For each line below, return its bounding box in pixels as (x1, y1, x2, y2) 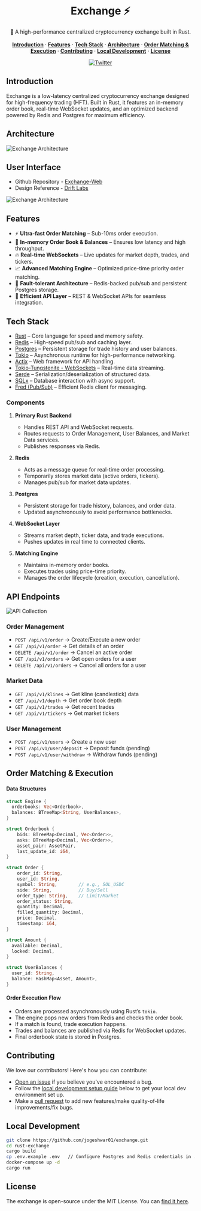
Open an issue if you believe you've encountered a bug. (14, 1078, 153, 1085)
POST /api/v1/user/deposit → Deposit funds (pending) (14, 745, 151, 751)
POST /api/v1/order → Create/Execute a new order (14, 636, 141, 643)
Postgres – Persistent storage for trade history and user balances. (14, 345, 178, 352)
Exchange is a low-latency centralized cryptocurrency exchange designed (6, 92, 190, 99)
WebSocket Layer (14, 520, 60, 527)
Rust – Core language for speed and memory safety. (14, 332, 144, 339)
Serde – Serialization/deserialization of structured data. (14, 371, 151, 378)
